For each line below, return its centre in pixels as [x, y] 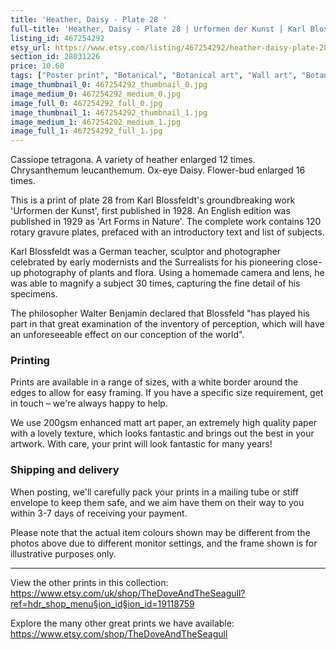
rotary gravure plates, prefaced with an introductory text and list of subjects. [167, 232]
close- [309, 262]
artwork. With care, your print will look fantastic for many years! [141, 444]
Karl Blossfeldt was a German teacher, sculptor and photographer [146, 252]
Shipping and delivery [65, 470]
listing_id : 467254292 [57, 38]
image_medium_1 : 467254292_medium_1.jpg [96, 122]
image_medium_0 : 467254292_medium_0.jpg [96, 94]
